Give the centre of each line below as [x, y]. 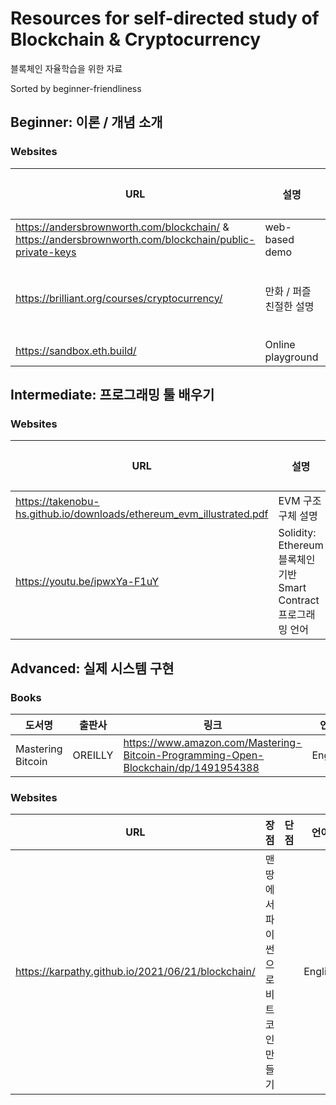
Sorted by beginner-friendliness [76, 88]
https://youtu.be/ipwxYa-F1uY [87, 582]
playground [291, 357]
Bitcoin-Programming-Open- [194, 755]
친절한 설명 [289, 306]
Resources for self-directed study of [165, 18]
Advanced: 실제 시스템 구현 [92, 668]
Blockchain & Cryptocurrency [136, 39]
